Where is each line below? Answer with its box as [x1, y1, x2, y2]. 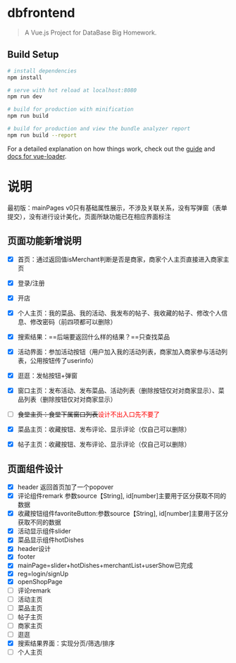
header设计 [17, 545, 51, 553]
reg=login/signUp [17, 569, 69, 578]
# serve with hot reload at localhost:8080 [7, 87, 137, 94]
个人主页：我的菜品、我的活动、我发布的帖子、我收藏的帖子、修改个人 [17, 309, 222, 317]
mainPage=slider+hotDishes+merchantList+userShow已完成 [17, 562, 194, 570]
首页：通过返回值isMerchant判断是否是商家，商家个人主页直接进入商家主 [17, 255, 230, 264]
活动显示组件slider [17, 527, 71, 535]
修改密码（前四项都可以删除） [30, 317, 117, 326]
